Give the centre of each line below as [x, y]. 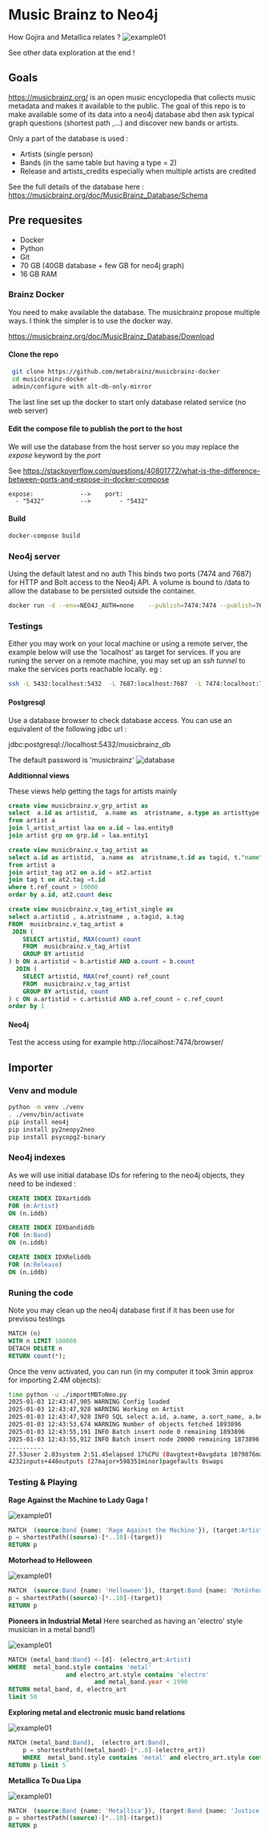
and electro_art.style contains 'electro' [137, 1675]
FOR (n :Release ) [35, 1264]
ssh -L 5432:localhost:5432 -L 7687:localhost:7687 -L [105, 684]
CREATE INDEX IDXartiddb [50, 1198]
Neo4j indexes [37, 1157]
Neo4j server [34, 556]
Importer [31, 1067]
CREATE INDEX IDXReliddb [50, 1257]
